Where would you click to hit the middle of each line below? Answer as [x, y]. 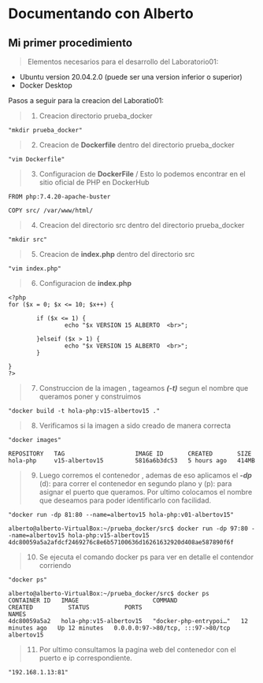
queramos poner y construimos [90, 396]
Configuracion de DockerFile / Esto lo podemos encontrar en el [142, 174]
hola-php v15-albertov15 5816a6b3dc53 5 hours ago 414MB [132, 461]
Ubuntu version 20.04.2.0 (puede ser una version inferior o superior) [131, 77]
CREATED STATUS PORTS [76, 607]
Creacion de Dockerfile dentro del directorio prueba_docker [137, 145]
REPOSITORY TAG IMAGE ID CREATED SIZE [130, 454]
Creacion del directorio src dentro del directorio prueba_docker [142, 225]
